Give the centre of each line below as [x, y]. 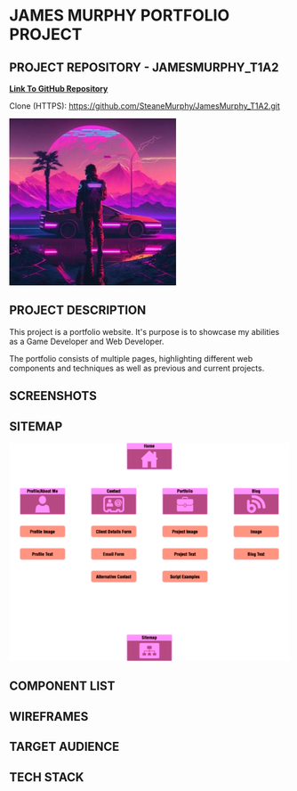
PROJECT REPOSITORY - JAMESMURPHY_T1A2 [144, 67]
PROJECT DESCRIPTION [78, 310]
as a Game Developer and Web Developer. [87, 341]
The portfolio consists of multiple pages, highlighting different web [131, 358]
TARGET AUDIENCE [64, 747]
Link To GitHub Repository [59, 89]
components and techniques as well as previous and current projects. [137, 368]
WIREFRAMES [49, 717]
